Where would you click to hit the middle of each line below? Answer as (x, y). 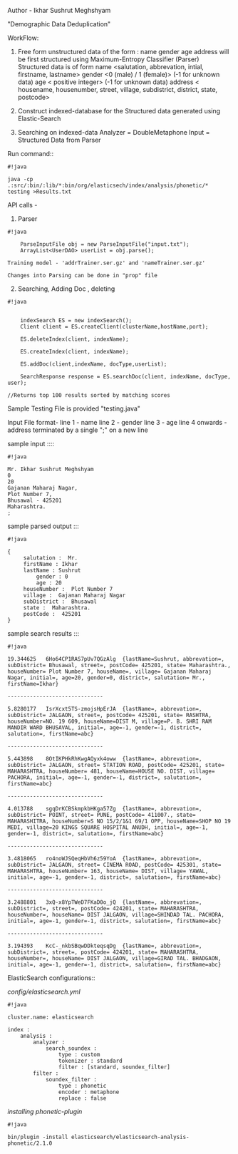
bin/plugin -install (38, 1137)
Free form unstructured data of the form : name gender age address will (123, 52)
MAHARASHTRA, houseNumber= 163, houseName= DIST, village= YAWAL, (108, 871)
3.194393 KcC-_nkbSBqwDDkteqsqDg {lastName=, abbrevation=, (105, 946)
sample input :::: (31, 444)
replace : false (82, 1098)
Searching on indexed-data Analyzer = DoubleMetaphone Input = (114, 132)
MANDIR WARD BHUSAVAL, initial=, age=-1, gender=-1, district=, (105, 728)
